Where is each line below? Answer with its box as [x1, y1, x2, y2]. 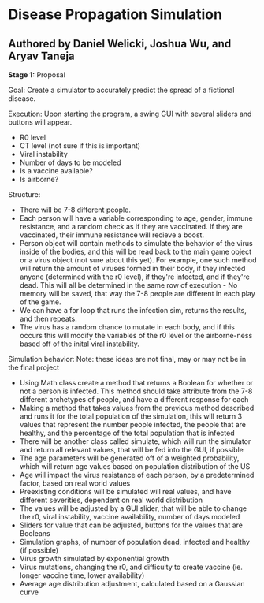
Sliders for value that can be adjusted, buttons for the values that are [19, 520, 243, 530]
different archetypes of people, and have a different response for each [19, 395, 249, 404]
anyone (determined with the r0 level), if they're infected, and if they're [19, 272, 250, 281]
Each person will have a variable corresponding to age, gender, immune [19, 214, 254, 222]
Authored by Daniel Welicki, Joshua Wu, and [8, 37, 232, 50]
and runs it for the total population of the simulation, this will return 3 [19, 411, 243, 421]
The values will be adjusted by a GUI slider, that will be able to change [19, 504, 247, 513]
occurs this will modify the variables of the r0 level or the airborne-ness [19, 331, 253, 340]
